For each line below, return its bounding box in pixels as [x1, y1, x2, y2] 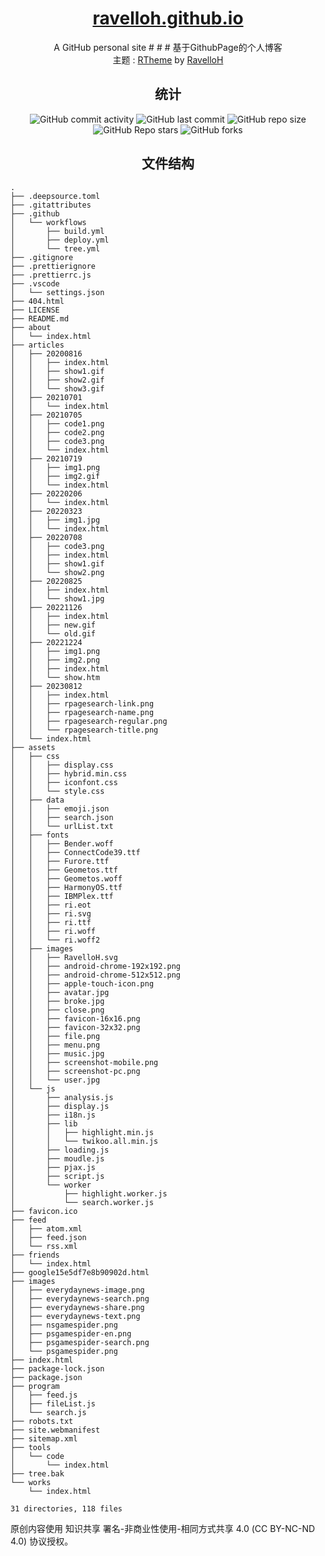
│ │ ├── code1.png [10, 418, 105, 429]
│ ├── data [10, 795, 65, 805]
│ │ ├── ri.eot [10, 900, 92, 910]
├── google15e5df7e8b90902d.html [10, 1267, 150, 1277]
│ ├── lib [10, 1118, 78, 1129]
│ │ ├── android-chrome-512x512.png [10, 970, 182, 980]
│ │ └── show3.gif [10, 383, 105, 394]
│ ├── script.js [10, 1171, 105, 1181]
